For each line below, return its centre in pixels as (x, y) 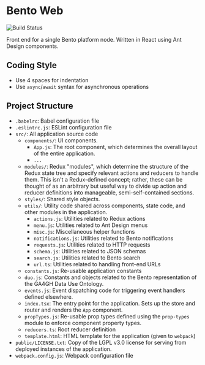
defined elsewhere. (49, 297)
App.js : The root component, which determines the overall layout (115, 147)
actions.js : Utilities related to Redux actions (89, 218)
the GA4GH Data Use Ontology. (64, 283)
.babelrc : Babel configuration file (57, 121)
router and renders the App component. (73, 310)
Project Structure (40, 106)
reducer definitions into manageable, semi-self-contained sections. (109, 192)
